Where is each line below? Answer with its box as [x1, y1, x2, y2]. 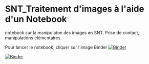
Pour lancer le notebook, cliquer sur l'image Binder [5, 44, 107, 50]
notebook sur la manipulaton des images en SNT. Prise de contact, [5, 30, 140, 35]
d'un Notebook [5, 14, 67, 25]
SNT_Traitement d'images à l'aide [5, 3, 145, 15]
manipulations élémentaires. [5, 35, 62, 41]
